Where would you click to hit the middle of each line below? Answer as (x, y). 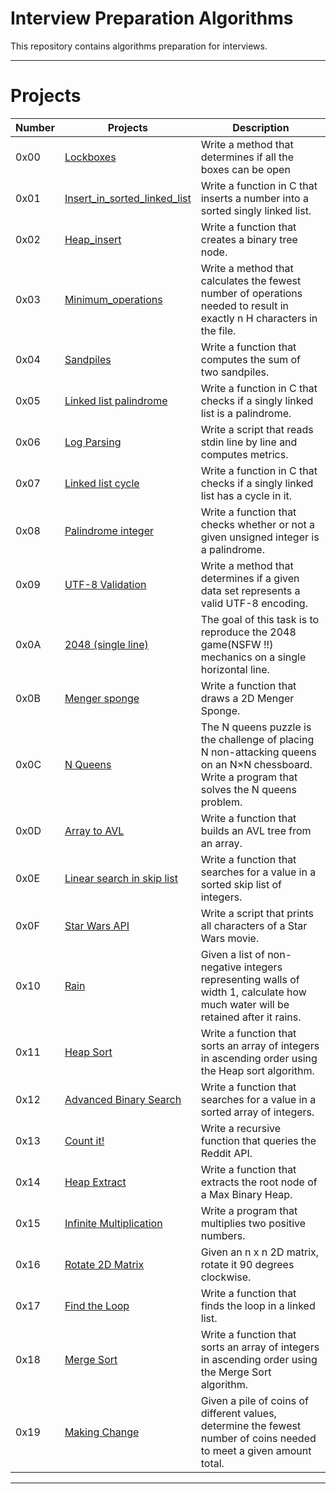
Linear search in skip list (121, 878)
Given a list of (232, 954)
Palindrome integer (109, 530)
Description (261, 127)
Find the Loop (97, 1305)
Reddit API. (226, 1153)
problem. (221, 802)
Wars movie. (230, 938)
